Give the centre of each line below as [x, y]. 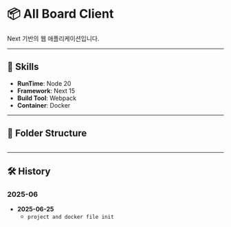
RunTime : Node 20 [44, 83]
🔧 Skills [23, 67]
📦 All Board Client [60, 14]
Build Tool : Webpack [47, 98]
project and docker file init [71, 217]
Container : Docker [44, 105]
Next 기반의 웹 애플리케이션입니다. [53, 38]
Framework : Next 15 [46, 91]
